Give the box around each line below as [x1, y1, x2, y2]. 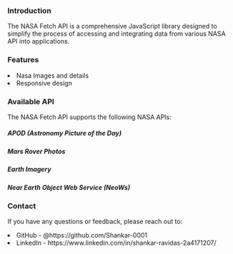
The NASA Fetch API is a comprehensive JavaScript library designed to [7, 22, 217, 31]
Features [7, 55, 39, 65]
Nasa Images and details [16, 71, 89, 80]
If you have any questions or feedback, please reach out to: [7, 217, 183, 226]
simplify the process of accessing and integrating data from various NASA [7, 29, 227, 38]
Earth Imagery [7, 165, 51, 173]
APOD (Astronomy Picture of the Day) [7, 129, 122, 138]
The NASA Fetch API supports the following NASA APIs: [7, 113, 172, 121]
